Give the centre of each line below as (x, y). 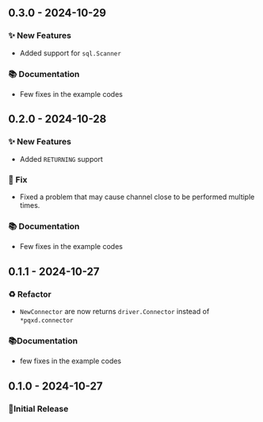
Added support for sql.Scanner (70, 53)
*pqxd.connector (46, 320)
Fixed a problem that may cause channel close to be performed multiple (137, 197)
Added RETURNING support (61, 159)
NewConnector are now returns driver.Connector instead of (114, 311)
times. (30, 205)
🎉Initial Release (38, 409)
